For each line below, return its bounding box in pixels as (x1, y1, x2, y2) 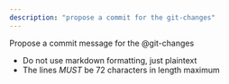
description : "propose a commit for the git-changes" (9, 13, 216, 22)
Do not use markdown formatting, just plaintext (22, 55, 197, 65)
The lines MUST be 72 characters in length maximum (22, 64, 221, 75)
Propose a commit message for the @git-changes (9, 38, 195, 48)
